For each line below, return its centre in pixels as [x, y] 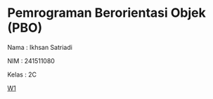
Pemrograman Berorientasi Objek [106, 13]
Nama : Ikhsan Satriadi [40, 47]
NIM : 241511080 [31, 60]
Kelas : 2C [22, 74]
